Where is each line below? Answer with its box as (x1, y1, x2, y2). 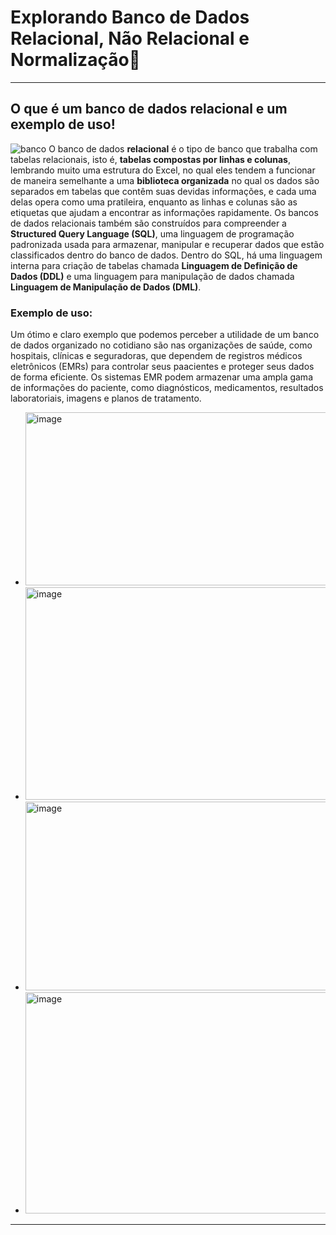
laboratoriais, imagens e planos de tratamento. (10, 392, 202, 405)
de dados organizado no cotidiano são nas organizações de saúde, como (10, 339, 313, 351)
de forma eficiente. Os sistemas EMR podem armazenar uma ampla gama (10, 371, 313, 383)
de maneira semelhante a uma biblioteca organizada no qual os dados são (10, 174, 320, 186)
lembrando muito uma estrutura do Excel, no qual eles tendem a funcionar (10, 164, 316, 176)
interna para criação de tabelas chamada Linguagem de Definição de (10, 259, 298, 271)
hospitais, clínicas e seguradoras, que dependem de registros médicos (10, 350, 303, 362)
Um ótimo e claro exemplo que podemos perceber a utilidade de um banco (10, 329, 320, 341)
